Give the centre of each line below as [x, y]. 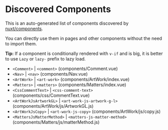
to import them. [21, 43]
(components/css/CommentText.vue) [51, 95]
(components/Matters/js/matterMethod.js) [56, 122]
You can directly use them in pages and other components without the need [83, 38]
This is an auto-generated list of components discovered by [67, 23]
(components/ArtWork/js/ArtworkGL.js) [53, 106]
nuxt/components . [24, 28]
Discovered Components [58, 9]
